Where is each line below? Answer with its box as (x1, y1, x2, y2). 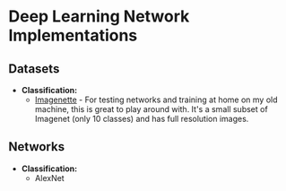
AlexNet (34, 172, 65, 183)
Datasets (8, 61, 60, 76)
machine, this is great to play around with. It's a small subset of (34, 104, 268, 114)
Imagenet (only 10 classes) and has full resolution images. (34, 114, 249, 124)
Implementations (8, 25, 138, 46)
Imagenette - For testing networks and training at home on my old (34, 94, 279, 105)
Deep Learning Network (8, 6, 190, 27)
